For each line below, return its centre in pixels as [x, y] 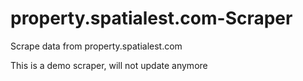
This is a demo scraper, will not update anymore [109, 65]
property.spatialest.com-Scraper [151, 18]
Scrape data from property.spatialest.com [96, 46]
